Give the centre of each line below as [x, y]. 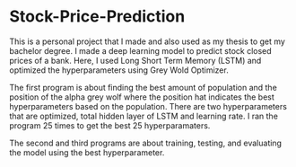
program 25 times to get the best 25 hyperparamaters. [110, 125]
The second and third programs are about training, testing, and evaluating [146, 143]
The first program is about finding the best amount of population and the [144, 87]
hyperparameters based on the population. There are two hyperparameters [148, 106]
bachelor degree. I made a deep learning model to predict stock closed [140, 50]
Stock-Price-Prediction [97, 17]
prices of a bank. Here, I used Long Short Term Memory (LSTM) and [135, 60]
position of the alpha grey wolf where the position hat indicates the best [142, 97]
